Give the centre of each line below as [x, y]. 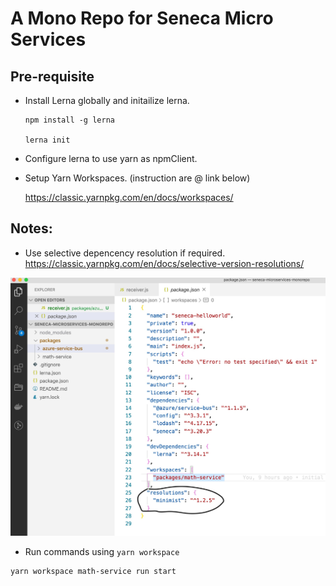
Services [48, 39]
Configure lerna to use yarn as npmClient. [111, 158]
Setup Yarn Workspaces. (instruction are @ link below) [137, 178]
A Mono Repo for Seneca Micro [142, 18]
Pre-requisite [52, 76]
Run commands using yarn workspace [102, 551]
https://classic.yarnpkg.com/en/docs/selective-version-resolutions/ [164, 263]
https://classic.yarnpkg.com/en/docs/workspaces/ [129, 197]
